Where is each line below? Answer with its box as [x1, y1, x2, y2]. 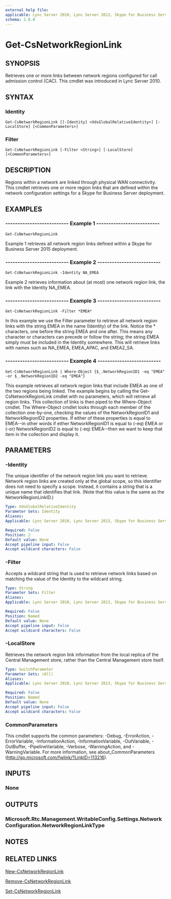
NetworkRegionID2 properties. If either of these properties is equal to [5, 415, 151, 421]
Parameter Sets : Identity [5, 509, 60, 514]
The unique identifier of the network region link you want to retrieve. [5, 473, 149, 479]
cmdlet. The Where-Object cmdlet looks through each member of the [5, 404, 151, 410]
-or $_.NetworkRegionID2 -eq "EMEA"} [5, 373, 85, 378]
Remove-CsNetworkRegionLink [5, 878, 71, 884]
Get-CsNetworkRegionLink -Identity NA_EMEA [5, 270, 99, 276]
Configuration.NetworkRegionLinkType [5, 822, 105, 829]
